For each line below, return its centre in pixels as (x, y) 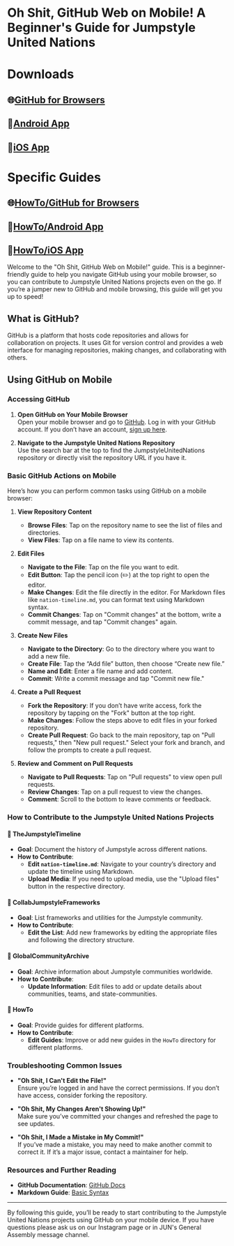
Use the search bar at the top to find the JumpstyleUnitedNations (111, 450)
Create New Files (42, 636)
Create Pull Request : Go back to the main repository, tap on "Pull (121, 735)
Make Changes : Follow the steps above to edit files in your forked (122, 721)
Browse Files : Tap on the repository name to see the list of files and (125, 525)
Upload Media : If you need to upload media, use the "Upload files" (123, 879)
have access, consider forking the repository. (82, 1095)
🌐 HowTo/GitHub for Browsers (73, 203)
